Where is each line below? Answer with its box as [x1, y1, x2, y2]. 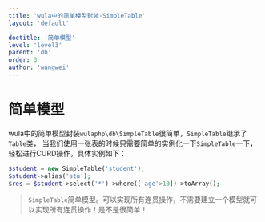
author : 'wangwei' [8, 63, 70, 72]
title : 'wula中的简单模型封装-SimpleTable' [8, 11, 147, 20]
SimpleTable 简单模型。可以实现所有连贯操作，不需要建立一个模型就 [27, 195, 251, 204]
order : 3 [8, 56, 38, 64]
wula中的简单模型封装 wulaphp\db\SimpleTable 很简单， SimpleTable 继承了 [8, 128, 248, 138]
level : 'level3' [8, 41, 62, 49]
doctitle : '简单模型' [8, 34, 76, 42]
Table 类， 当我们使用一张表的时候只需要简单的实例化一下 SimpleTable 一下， [8, 138, 258, 148]
